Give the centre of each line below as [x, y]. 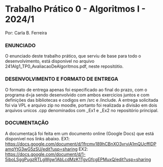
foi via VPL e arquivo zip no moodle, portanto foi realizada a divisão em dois [81, 105]
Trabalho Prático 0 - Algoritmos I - [75, 9]
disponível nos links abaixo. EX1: [37, 139]
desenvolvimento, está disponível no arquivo [50, 61]
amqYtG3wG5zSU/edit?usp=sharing [41, 149]
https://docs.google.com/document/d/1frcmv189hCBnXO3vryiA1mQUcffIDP [81, 144]
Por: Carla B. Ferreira [26, 33]
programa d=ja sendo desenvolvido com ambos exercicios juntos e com [77, 95]
